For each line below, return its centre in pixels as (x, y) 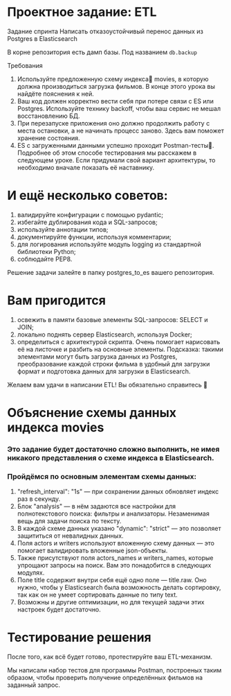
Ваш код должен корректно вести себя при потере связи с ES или (115, 101)
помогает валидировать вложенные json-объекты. (92, 551)
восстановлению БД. (49, 116)
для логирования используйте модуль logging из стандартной (109, 244)
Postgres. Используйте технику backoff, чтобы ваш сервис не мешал (119, 108)
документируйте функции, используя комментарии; (94, 237)
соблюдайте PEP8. (45, 259)
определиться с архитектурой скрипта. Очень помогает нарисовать (119, 341)
